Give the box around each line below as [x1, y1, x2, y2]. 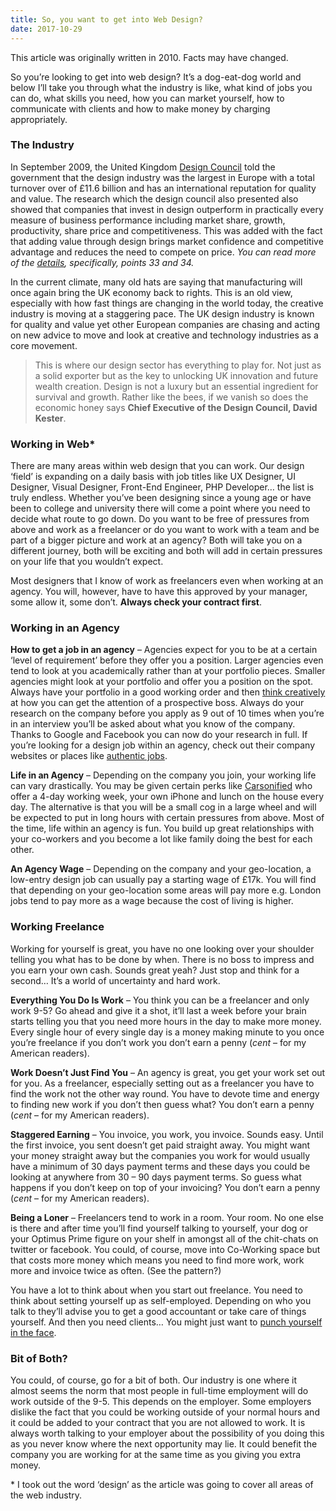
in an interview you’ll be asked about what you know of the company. [10, 718, 296, 730]
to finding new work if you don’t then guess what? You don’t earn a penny [10, 1098, 315, 1110]
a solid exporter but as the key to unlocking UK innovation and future [34, 369, 319, 381]
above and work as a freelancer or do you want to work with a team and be [10, 524, 320, 536]
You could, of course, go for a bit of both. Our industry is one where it [10, 1374, 297, 1386]
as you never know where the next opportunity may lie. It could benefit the [10, 1437, 318, 1450]
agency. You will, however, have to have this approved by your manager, [10, 586, 308, 598]
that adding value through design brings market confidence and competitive [10, 235, 324, 247]
